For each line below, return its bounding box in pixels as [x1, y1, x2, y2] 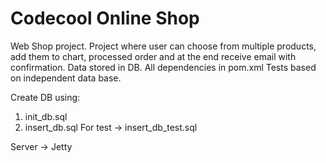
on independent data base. [10, 72, 122, 84]
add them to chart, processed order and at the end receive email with [10, 50, 297, 62]
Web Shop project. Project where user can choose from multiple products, [10, 40, 317, 52]
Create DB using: [10, 91, 81, 103]
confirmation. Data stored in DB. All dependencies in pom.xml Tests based [10, 61, 317, 73]
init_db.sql [24, 110, 68, 122]
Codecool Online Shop [10, 7, 200, 30]
